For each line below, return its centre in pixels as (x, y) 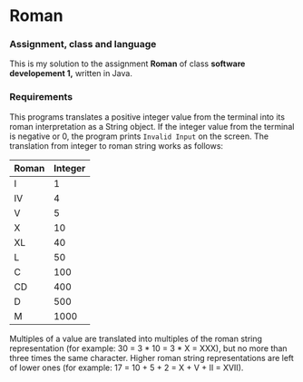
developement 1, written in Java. (71, 73)
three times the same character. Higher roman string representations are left (152, 358)
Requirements (41, 97)
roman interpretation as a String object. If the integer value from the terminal (152, 126)
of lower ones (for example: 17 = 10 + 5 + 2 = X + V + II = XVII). (127, 367)
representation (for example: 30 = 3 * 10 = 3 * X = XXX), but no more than (148, 348)
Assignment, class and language (83, 44)
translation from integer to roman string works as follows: (117, 145)
